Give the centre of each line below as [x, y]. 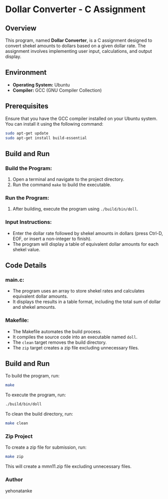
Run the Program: [27, 198]
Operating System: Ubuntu [41, 84]
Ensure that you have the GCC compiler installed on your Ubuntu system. [81, 119]
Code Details [26, 266]
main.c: [15, 280]
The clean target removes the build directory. [60, 342]
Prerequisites [27, 106]
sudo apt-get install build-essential [46, 138]
